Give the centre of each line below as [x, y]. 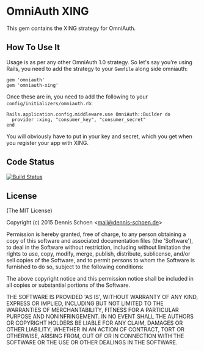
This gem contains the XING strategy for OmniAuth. [71, 28]
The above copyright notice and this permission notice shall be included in [100, 279]
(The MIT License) [30, 211]
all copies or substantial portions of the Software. [68, 285]
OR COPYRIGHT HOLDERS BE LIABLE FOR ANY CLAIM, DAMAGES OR [95, 323]
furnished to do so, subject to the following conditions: [75, 267]
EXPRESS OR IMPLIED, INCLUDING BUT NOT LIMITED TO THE [85, 303]
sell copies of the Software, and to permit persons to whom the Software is [101, 260]
